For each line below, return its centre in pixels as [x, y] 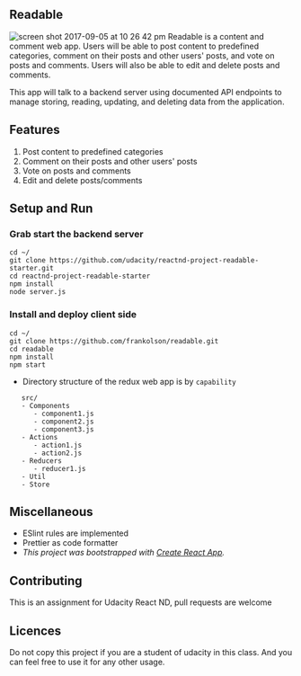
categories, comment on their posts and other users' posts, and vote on [142, 55]
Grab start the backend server [76, 234]
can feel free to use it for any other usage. [87, 662]
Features [35, 130]
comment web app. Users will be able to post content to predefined [134, 46]
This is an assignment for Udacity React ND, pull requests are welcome [141, 602]
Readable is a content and [216, 36]
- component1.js [63, 414]
